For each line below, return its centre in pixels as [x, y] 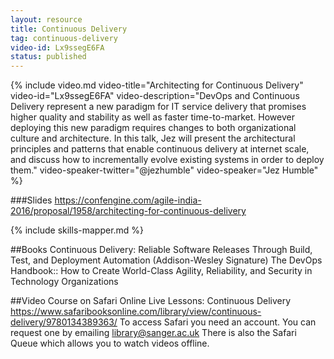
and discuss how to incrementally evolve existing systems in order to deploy [167, 160]
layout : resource [46, 19]
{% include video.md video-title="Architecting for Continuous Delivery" [157, 85]
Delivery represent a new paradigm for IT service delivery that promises [158, 107]
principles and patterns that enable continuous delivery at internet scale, [160, 149]
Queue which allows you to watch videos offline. [110, 343]
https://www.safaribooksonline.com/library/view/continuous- [136, 312]
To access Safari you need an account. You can [218, 322]
